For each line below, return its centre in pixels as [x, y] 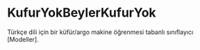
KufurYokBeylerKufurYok [82, 13]
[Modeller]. [23, 39]
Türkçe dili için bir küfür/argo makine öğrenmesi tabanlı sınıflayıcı [100, 32]
